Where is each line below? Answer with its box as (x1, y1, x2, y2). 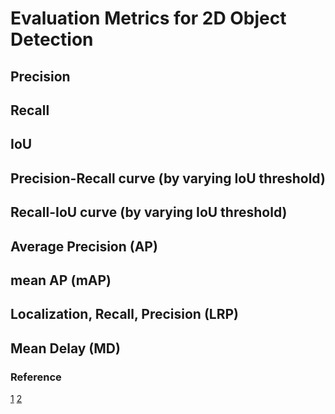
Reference (10, 370, 62, 384)
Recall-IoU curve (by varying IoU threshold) (10, 204, 288, 221)
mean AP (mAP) (10, 272, 112, 289)
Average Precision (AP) (10, 238, 158, 255)
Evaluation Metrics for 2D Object (10, 7, 287, 30)
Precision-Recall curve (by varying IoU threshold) (10, 170, 326, 187)
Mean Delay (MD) (10, 340, 121, 357)
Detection (10, 28, 94, 51)
